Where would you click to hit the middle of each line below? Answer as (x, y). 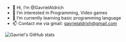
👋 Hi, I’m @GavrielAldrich (38, 8)
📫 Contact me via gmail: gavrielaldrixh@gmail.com (65, 23)
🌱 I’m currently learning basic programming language (67, 18)
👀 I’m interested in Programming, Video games (60, 13)
